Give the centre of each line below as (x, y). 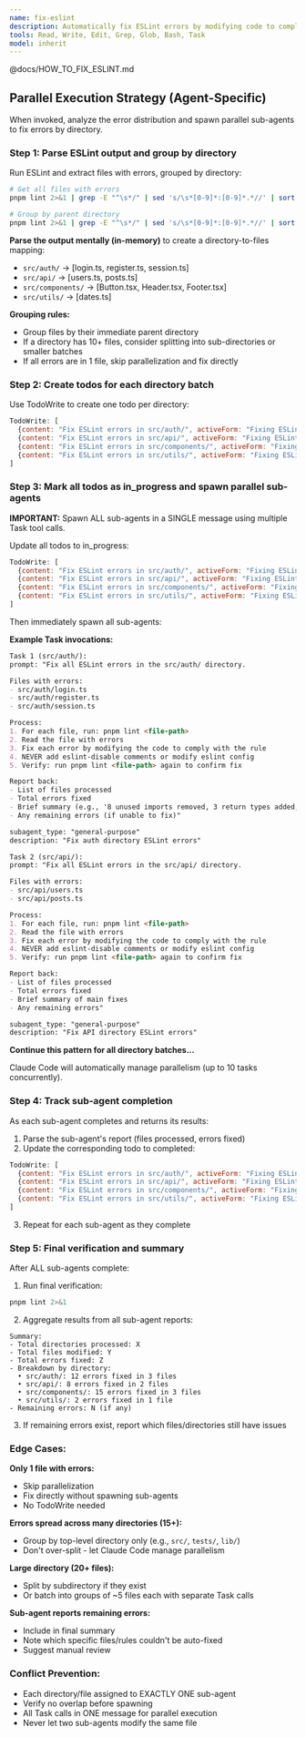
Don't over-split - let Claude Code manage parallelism (123, 1550)
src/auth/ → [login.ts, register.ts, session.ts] (106, 267)
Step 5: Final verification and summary (97, 1248)
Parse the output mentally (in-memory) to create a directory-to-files (139, 240)
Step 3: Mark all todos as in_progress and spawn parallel (137, 486)
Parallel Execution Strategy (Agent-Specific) (138, 98)
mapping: (27, 250)
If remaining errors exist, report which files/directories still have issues (154, 1425)
